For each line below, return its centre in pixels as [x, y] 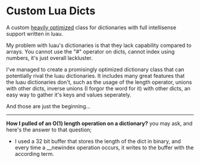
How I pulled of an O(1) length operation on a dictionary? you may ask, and [99, 123]
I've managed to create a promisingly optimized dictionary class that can [95, 69]
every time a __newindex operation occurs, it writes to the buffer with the [104, 148]
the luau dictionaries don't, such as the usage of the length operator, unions [99, 82]
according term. [35, 153]
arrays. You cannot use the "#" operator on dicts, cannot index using [90, 51]
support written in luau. [35, 33]
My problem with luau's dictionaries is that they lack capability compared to [99, 45]
